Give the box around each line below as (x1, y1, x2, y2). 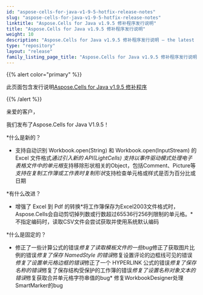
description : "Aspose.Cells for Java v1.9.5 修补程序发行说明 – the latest (6, 37, 195, 43)
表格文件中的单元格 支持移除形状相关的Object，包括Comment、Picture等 (15, 161, 196, 169)
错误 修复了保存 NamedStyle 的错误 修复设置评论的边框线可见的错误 (25, 251, 193, 259)
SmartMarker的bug (15, 282, 64, 289)
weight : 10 (6, 32, 34, 38)
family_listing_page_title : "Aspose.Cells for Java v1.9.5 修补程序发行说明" (6, 54, 200, 60)
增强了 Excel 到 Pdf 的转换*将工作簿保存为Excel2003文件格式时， (15, 203, 179, 210)
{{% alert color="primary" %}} (6, 70, 82, 78)
